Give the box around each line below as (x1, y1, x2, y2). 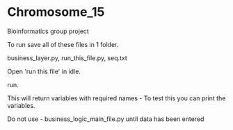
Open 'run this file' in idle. (7, 67, 81, 75)
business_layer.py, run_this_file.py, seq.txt (7, 53, 127, 62)
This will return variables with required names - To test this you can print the (7, 94, 226, 102)
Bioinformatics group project (7, 27, 89, 35)
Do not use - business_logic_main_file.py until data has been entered (7, 115, 204, 123)
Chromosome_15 (7, 4, 105, 20)
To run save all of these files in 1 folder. (7, 40, 119, 48)
